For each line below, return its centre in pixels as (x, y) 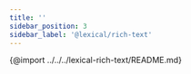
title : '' (28, 18)
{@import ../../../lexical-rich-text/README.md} (95, 60)
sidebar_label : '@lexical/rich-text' (81, 34)
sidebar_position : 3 (49, 26)
